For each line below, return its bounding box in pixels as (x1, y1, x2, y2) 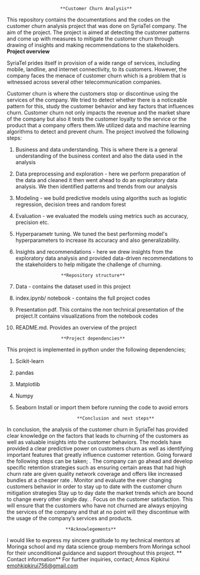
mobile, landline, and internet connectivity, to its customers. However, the (7, 66, 187, 73)
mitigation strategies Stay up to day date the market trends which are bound (7, 490, 193, 496)
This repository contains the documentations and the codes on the (7, 16, 170, 23)
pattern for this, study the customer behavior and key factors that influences (7, 103, 194, 110)
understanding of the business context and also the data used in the (15, 152, 183, 159)
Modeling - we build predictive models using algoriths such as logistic (15, 195, 187, 201)
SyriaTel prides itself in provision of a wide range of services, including (7, 60, 180, 66)
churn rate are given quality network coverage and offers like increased (7, 471, 183, 477)
